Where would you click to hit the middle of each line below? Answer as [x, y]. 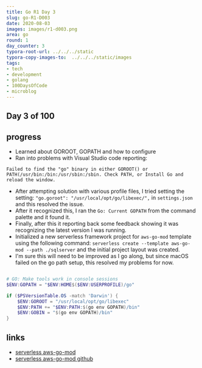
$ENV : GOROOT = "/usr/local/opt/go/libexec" [73, 301]
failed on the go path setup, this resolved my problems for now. [94, 262]
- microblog [21, 92]
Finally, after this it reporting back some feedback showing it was [97, 224]
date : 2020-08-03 [28, 23]
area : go [17, 35]
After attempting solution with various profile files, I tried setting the [99, 191]
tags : [13, 63]
